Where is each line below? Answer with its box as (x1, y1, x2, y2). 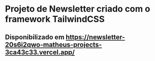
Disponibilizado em (5, 33, 65, 41)
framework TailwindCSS (5, 14, 105, 25)
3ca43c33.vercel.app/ (5, 48, 75, 56)
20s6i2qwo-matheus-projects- (5, 40, 102, 49)
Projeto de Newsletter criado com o (5, 3, 151, 15)
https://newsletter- (65, 33, 125, 41)
